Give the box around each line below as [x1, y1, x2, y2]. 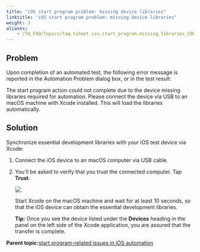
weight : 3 [6, 20, 31, 26]
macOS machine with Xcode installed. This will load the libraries [6, 99, 163, 106]
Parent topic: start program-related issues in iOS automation [6, 239, 154, 246]
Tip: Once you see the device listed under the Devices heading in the [14, 215, 186, 222]
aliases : [6, 25, 28, 32]
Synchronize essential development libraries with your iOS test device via [6, 138, 186, 146]
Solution [6, 123, 38, 133]
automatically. [6, 105, 40, 113]
